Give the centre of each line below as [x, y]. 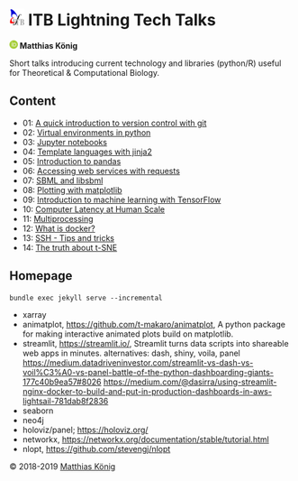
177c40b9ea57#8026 [62, 382]
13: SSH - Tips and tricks [68, 237]
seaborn [38, 411]
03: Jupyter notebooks [65, 142]
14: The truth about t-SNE [70, 247]
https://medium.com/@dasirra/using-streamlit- [190, 382]
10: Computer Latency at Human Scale [93, 209]
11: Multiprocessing [58, 218]
